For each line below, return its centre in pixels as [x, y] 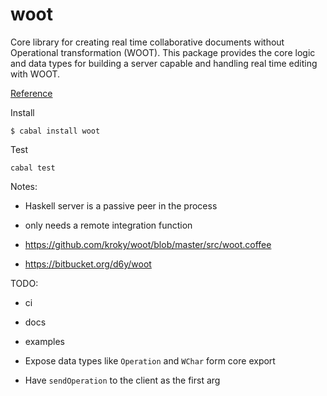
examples [44, 341]
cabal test [33, 168]
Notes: [24, 186]
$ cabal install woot [55, 131]
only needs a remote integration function [108, 225]
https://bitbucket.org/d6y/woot [88, 264]
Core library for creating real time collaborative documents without [147, 42]
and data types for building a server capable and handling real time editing [164, 63]
